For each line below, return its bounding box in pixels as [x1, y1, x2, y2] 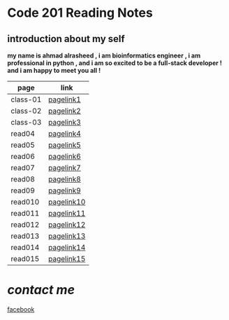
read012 [10, 220, 40, 229]
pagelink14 [48, 243, 86, 252]
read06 [10, 152, 35, 161]
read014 [10, 243, 40, 252]
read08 [10, 174, 35, 183]
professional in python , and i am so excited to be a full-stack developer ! [7, 59, 222, 67]
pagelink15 [48, 254, 86, 263]
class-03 [10, 118, 42, 127]
